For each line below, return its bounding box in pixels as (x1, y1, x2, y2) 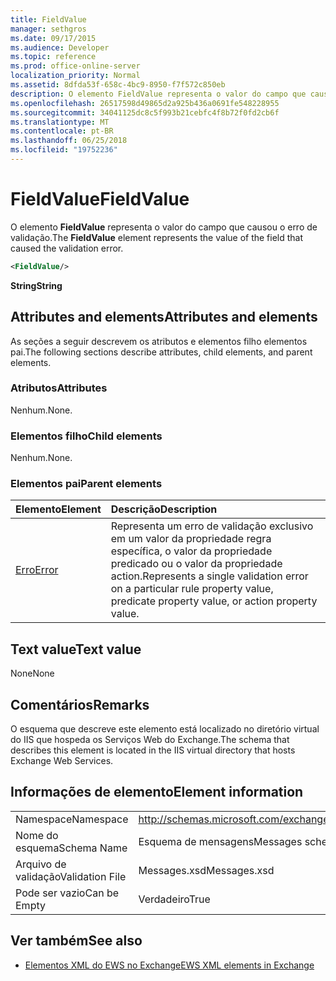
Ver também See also (10, 932, 143, 950)
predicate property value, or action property (110, 594, 318, 608)
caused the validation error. (10, 242, 124, 254)
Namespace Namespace (15, 812, 129, 826)
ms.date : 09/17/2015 (10, 33, 97, 43)
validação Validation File (15, 869, 127, 883)
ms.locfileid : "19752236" (10, 145, 118, 155)
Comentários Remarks (10, 696, 150, 713)
